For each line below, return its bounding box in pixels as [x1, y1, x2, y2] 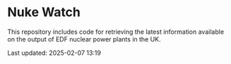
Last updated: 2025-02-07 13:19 [7, 49, 101, 57]
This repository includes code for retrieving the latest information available [7, 27, 225, 36]
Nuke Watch [7, 4, 81, 20]
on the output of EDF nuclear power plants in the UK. [7, 34, 161, 43]
